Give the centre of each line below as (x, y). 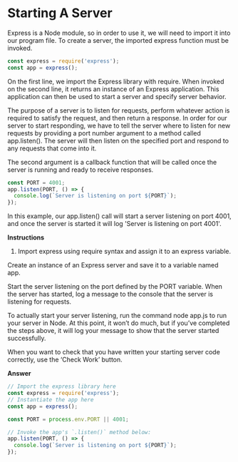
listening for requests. (40, 302)
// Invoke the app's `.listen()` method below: (79, 432)
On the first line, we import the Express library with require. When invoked (116, 81)
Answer (19, 374)
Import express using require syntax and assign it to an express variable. (124, 252)
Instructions (26, 237)
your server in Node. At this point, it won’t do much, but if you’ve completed (119, 323)
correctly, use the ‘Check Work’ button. (65, 360)
